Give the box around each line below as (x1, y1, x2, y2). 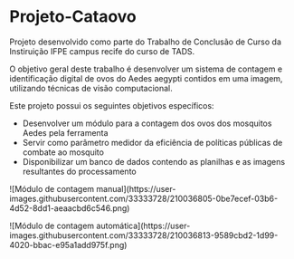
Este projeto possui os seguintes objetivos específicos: (9, 100, 214, 110)
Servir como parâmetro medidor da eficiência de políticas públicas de (22, 137, 283, 148)
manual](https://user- (96, 183, 176, 194)
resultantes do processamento (22, 166, 138, 177)
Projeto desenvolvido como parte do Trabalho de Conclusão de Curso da (9, 36, 282, 47)
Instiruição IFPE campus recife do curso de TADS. (9, 45, 195, 56)
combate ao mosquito (22, 147, 104, 158)
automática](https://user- (96, 220, 191, 231)
